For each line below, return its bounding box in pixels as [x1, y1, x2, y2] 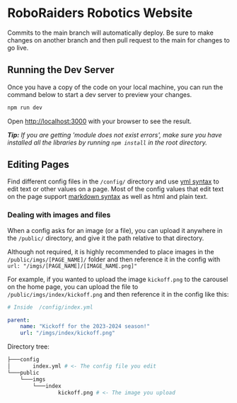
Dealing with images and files [7, 210, 111, 220]
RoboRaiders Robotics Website [7, 5, 193, 21]
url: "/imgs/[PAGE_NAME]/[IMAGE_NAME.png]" [7, 262, 138, 270]
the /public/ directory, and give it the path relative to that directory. [7, 234, 204, 242]
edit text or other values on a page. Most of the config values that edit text [7, 185, 224, 193]
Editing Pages [7, 159, 69, 171]
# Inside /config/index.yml [7, 303, 93, 311]
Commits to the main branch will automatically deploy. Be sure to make [7, 28, 214, 37]
